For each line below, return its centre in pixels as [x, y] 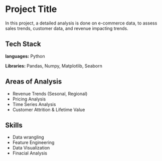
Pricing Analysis [29, 99]
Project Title [31, 9]
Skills [14, 125]
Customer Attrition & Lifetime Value [49, 109]
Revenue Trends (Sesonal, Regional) [50, 93]
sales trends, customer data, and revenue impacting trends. [67, 28]
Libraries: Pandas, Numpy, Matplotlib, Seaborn [54, 65]
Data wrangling [28, 137]
